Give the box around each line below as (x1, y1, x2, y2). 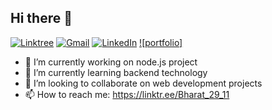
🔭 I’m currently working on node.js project (24, 56, 198, 68)
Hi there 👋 (10, 10, 73, 27)
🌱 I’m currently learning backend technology (24, 66, 208, 78)
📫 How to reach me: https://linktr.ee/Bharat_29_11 (24, 88, 230, 100)
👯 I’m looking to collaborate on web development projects (24, 77, 263, 89)
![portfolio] (139, 36, 183, 48)
